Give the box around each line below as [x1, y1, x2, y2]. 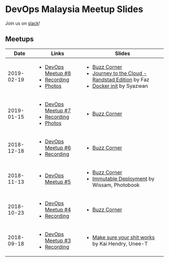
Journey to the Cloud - [92, 70, 147, 77]
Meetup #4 [45, 206, 71, 213]
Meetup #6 [45, 144, 71, 151]
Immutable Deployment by [92, 175, 155, 182]
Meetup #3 [45, 237, 71, 244]
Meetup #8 [45, 70, 71, 77]
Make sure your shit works [92, 234, 155, 241]
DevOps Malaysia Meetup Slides [5, 4, 143, 15]
